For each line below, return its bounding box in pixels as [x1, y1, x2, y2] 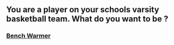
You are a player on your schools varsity [6, 5, 160, 15]
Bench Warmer [6, 32, 51, 40]
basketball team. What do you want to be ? [6, 14, 169, 24]
